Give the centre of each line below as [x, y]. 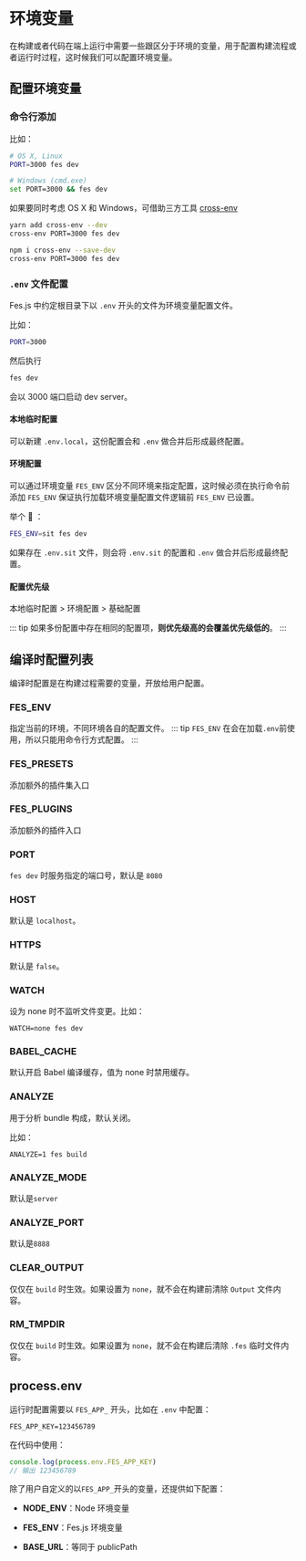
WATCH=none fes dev [46, 1029]
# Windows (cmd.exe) [49, 181]
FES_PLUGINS [41, 809]
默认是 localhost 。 [45, 921]
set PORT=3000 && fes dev [58, 189]
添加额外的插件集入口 [49, 785]
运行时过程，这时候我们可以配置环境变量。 [97, 57]
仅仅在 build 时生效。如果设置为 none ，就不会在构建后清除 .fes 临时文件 [145, 1345]
